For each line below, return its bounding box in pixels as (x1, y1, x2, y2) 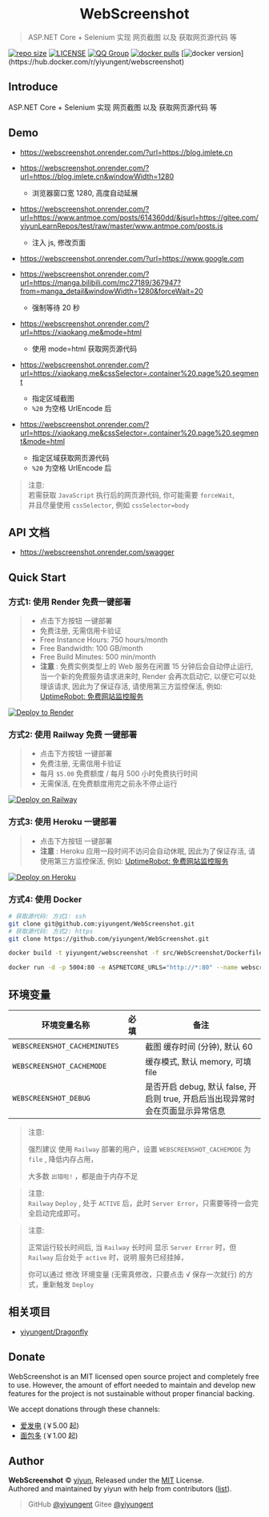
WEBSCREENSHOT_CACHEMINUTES (12, 1042, 119, 1051)
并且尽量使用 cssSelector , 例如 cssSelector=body (27, 500, 190, 510)
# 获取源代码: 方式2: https (8, 927, 94, 935)
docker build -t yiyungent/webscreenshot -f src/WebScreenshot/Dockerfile (8, 949, 263, 958)
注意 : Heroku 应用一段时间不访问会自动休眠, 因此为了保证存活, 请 (39, 846, 256, 856)
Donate (8, 1350, 46, 1364)
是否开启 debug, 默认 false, (145, 1081, 247, 1092)
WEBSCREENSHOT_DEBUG (12, 1094, 90, 1103)
